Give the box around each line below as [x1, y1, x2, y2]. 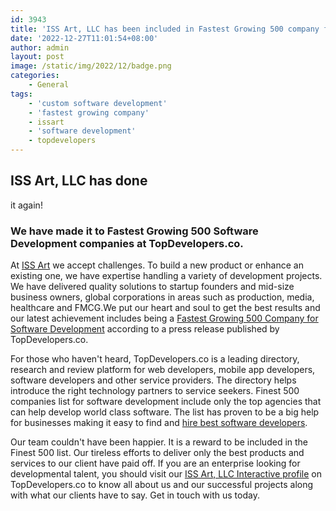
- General [28, 80, 70, 90]
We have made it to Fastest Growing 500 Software [10, 224, 259, 238]
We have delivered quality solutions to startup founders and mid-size [10, 281, 295, 293]
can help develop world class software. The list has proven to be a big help [10, 406, 320, 418]
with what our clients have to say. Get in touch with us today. [10, 489, 260, 501]
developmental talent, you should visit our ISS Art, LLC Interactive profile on [10, 468, 323, 480]
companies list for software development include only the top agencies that [10, 396, 322, 408]
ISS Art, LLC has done [10, 172, 148, 190]
